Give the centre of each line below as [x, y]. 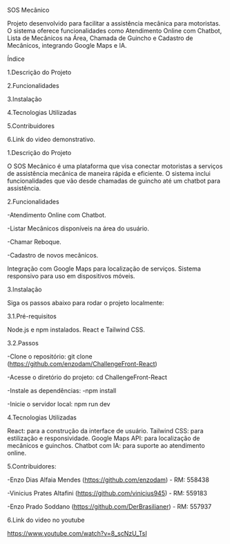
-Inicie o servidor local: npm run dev [59, 404]
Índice [16, 59]
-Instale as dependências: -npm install [62, 391]
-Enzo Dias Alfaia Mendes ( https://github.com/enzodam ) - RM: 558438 [108, 480]
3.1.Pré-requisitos [32, 316]
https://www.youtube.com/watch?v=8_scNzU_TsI [77, 533]
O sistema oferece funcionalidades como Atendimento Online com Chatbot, [115, 31]
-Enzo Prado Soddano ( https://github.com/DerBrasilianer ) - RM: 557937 [109, 507]
